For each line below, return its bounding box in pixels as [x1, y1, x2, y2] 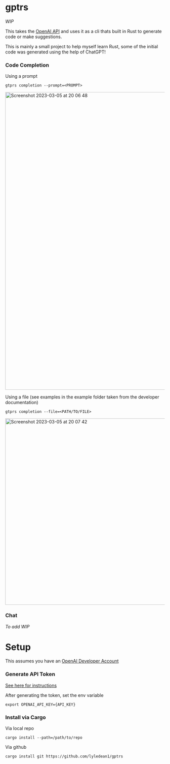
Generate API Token [5, 670, 56, 678]
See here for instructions [5, 682, 57, 688]
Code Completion [5, 62, 50, 69]
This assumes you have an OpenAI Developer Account [5, 658, 119, 664]
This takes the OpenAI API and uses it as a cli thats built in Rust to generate [5, 28, 162, 34]
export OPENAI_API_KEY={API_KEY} [5, 702, 76, 707]
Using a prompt [5, 73, 38, 79]
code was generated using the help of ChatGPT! [5, 49, 106, 55]
